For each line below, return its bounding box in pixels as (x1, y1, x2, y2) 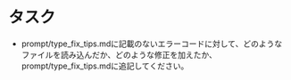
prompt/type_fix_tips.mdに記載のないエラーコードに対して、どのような (21, 38, 283, 49)
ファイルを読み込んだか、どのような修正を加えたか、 (21, 49, 218, 60)
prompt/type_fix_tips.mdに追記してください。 (21, 60, 189, 71)
